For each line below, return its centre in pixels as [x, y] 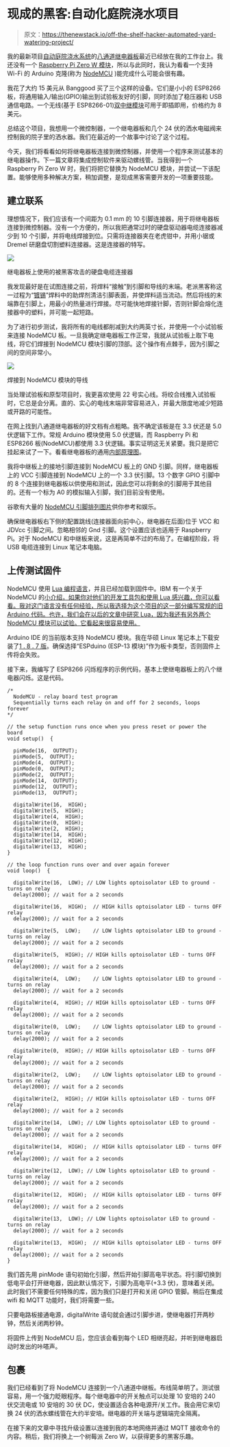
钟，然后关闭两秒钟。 [37, 1323]
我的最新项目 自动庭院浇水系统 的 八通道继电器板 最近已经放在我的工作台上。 [112, 56]
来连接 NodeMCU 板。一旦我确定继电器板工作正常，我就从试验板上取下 [107, 335]
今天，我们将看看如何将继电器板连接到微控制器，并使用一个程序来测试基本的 [115, 151]
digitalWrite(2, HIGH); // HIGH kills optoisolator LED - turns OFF [114, 1099]
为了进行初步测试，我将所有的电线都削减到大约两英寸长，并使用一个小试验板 [115, 326]
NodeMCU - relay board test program [65, 697]
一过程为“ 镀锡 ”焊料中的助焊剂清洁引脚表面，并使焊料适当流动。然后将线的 [112, 295]
